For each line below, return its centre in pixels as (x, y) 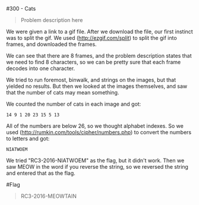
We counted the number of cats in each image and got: (74, 104)
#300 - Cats (21, 9)
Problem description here (52, 20)
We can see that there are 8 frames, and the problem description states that (99, 56)
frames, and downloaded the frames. (51, 44)
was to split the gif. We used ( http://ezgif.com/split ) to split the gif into (91, 38)
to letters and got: (28, 138)
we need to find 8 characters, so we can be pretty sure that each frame (94, 62)
